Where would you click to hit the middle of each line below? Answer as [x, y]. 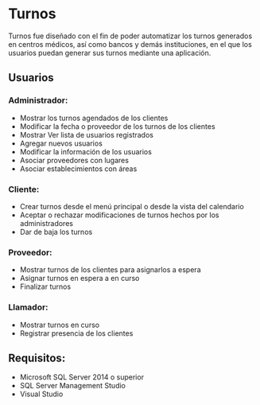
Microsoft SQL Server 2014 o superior [82, 377]
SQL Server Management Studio [72, 386]
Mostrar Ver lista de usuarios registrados [86, 134]
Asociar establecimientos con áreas [78, 169]
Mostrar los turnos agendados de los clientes [94, 118]
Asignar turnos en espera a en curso [80, 278]
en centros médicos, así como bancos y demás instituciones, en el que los [130, 44]
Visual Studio [41, 394]
